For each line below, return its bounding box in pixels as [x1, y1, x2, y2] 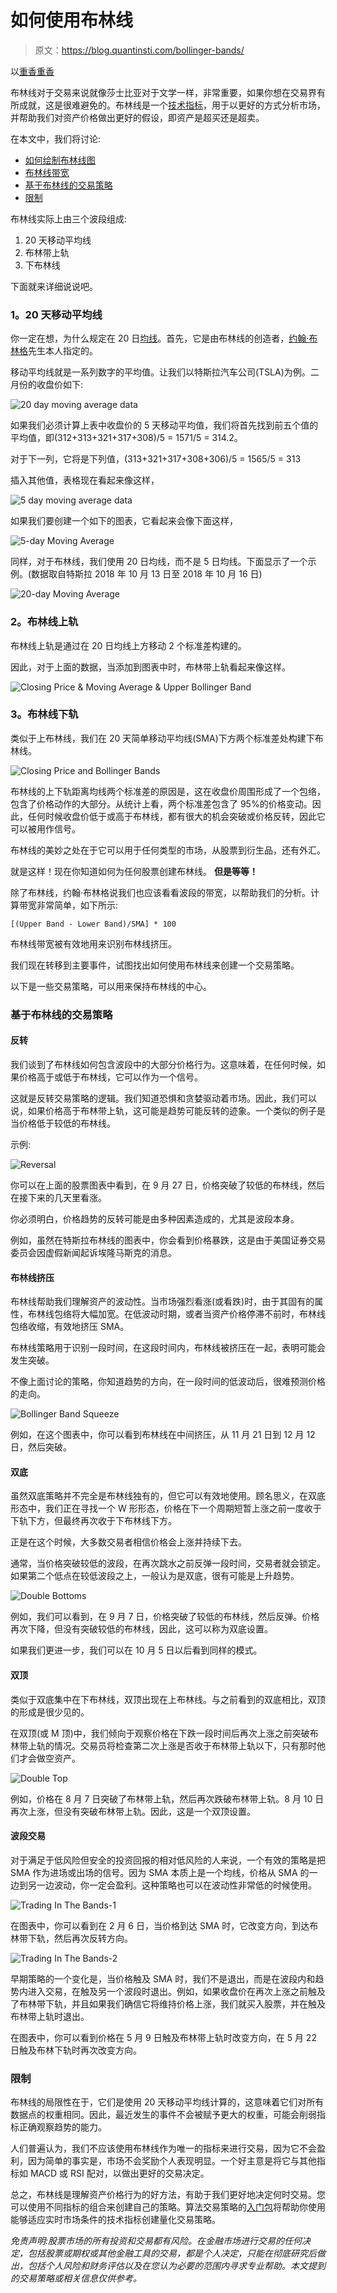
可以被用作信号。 [10, 822, 81, 835]
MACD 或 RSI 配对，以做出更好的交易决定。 [29, 2167, 210, 2180]
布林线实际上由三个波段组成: [10, 212, 128, 225]
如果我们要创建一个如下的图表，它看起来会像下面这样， [10, 515, 238, 527]
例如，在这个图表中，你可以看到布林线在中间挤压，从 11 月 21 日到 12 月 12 [10, 1429, 316, 1441]
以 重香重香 [10, 65, 55, 77]
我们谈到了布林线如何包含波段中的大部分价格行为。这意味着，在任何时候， [10, 1058, 317, 1070]
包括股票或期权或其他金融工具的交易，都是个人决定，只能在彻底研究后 [27, 2247, 317, 2260]
